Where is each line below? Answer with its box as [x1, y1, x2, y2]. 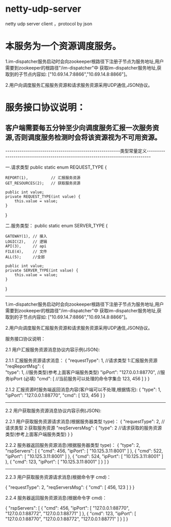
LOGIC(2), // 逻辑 [5, 239, 47, 244]
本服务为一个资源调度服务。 [5, 40, 122, 52]
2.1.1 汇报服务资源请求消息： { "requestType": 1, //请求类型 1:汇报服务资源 [5, 357, 158, 363]
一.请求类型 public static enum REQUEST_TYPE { [5, 164, 107, 170]
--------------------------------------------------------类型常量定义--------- [5, 148, 165, 154]
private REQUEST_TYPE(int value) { [5, 194, 81, 199]
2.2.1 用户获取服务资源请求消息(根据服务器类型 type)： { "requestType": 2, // [5, 418, 165, 424]
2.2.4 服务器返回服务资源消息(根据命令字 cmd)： [5, 494, 107, 501]
